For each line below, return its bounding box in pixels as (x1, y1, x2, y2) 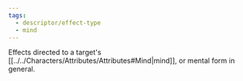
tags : (8, 11, 26, 20)
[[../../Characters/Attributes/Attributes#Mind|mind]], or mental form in (8, 56, 236, 65)
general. (8, 64, 36, 74)
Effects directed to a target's (8, 48, 102, 57)
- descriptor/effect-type (15, 19, 102, 27)
